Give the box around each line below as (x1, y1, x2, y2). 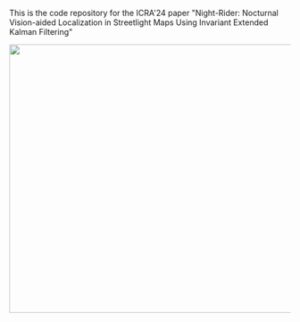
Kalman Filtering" (9, 27, 73, 37)
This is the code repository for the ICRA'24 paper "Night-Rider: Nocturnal (9, 8, 279, 18)
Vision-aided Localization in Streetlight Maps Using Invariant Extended (9, 17, 269, 28)
